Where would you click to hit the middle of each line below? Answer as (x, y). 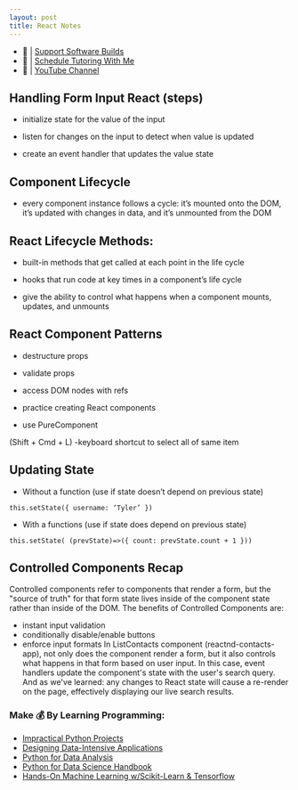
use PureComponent (60, 425)
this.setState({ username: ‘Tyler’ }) (81, 508)
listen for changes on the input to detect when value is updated (138, 137)
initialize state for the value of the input (93, 119)
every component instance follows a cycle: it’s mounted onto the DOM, (152, 204)
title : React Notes (45, 26)
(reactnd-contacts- (239, 644)
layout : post (33, 17)
